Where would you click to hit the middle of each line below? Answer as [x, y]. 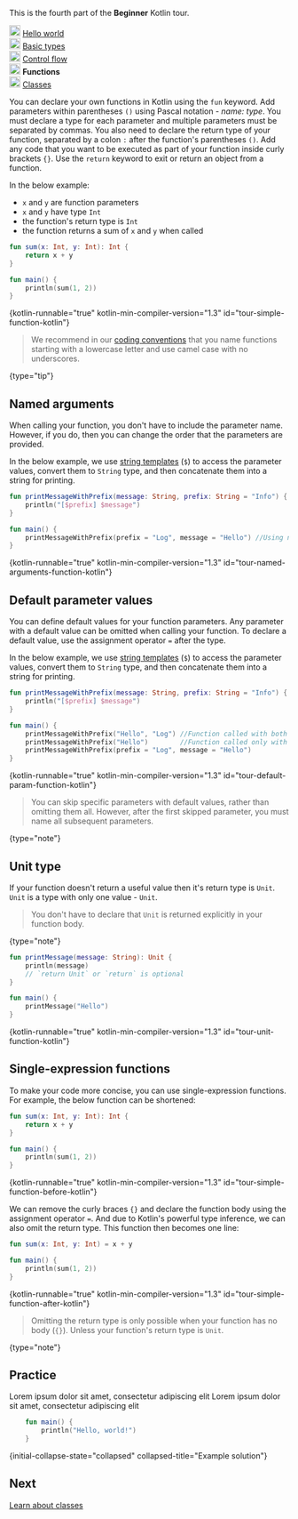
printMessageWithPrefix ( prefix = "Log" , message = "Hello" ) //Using [154, 537]
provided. [27, 445]
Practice [33, 1375]
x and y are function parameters [80, 202]
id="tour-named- [255, 563]
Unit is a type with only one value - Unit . [83, 896]
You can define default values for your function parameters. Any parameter [146, 622]
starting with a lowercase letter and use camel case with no [139, 350]
